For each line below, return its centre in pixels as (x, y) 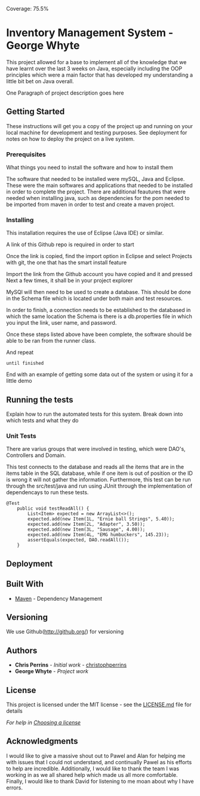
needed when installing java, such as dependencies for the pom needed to (98, 198)
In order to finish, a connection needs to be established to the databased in (99, 310)
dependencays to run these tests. (47, 492)
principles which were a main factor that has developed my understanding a (99, 75)
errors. (14, 788)
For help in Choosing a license (44, 723)
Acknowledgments (42, 741)
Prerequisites (26, 154)
